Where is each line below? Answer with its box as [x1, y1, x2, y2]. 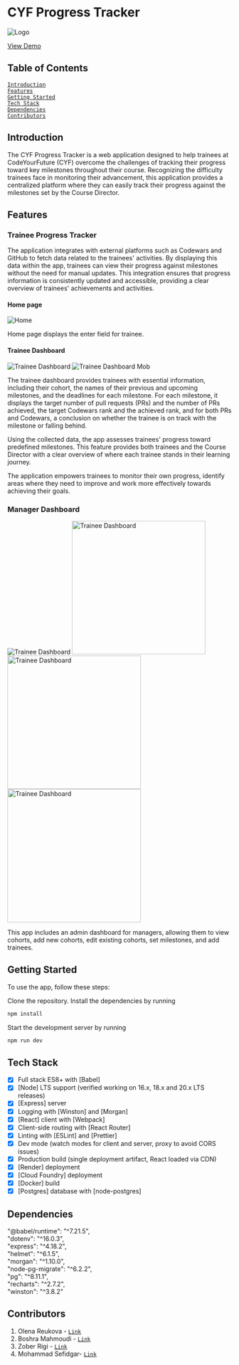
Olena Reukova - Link [17, 1327, 82, 1335]
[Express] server [17, 1099, 67, 1108]
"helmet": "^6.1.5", [7, 1249, 60, 1258]
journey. [7, 457, 31, 466]
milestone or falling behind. [7, 421, 87, 430]
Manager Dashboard [7, 504, 80, 514]
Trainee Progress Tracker [7, 230, 97, 240]
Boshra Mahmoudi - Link [17, 1334, 91, 1343]
